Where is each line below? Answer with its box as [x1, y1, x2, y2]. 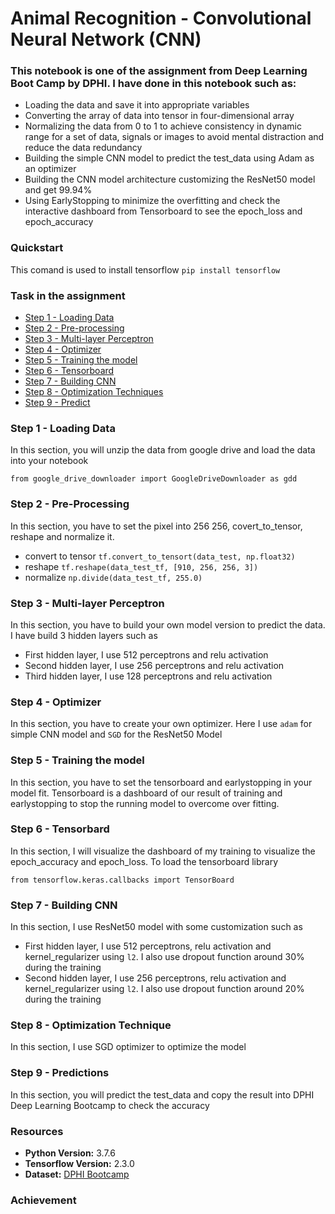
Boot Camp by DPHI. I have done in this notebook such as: [10, 77, 297, 91]
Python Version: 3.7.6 [24, 1147, 116, 1159]
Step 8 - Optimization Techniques [24, 386, 164, 398]
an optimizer [24, 163, 77, 175]
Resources [10, 1124, 64, 1138]
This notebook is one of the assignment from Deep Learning [10, 64, 308, 78]
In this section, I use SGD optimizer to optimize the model [10, 1041, 247, 1053]
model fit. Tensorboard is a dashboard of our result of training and [10, 787, 283, 799]
